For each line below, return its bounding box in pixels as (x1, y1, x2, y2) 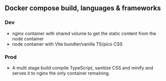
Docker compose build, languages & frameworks (5, 4, 161, 12)
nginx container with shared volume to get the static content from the (12, 30, 156, 36)
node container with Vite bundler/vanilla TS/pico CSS (12, 41, 123, 47)
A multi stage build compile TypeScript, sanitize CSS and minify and (12, 64, 153, 70)
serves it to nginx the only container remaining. (12, 70, 110, 76)
